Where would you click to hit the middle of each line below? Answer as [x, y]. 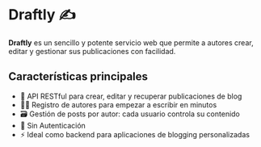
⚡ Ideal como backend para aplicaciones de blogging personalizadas [135, 134]
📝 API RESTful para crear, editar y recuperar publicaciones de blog [131, 96]
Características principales [78, 77]
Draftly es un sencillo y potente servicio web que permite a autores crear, [131, 42]
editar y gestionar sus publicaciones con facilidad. [92, 51]
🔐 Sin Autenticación [53, 125]
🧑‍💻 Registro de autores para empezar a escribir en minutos [118, 104]
